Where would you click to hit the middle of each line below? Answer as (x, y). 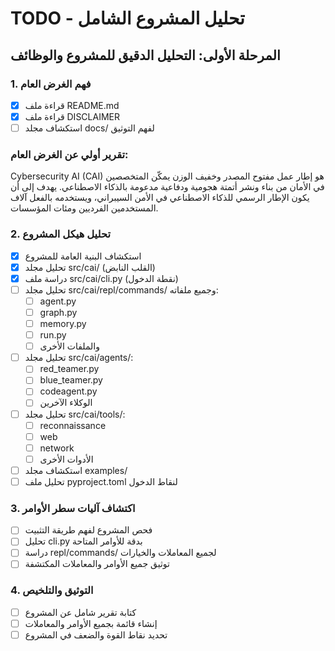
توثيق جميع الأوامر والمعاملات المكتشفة (97, 564)
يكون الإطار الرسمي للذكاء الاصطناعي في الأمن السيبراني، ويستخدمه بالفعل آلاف (160, 198)
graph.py (58, 312)
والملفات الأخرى (69, 346)
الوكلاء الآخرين (66, 403)
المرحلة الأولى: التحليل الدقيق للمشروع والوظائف (145, 55)
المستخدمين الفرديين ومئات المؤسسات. (84, 208)
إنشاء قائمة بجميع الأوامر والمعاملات (91, 623)
